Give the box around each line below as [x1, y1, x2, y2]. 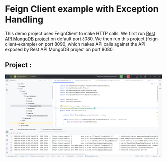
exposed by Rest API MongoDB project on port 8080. [5, 46, 114, 52]
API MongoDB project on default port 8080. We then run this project [5, 36, 145, 42]
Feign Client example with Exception [5, 3, 159, 15]
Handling [5, 14, 44, 25]
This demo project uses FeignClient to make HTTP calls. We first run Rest [5, 30, 156, 36]
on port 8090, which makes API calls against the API [38, 41, 146, 47]
